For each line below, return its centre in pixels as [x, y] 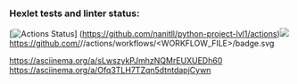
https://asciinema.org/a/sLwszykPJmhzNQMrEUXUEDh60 [116, 61]
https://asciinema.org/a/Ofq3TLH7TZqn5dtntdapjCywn [110, 71]
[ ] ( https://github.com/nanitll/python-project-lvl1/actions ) [145, 34]
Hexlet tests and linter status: [74, 13]
